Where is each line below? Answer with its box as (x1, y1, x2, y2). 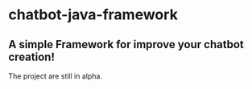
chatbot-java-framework (8, 6, 179, 24)
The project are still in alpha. (8, 71, 103, 81)
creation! (8, 50, 55, 63)
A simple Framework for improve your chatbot (8, 38, 244, 51)
